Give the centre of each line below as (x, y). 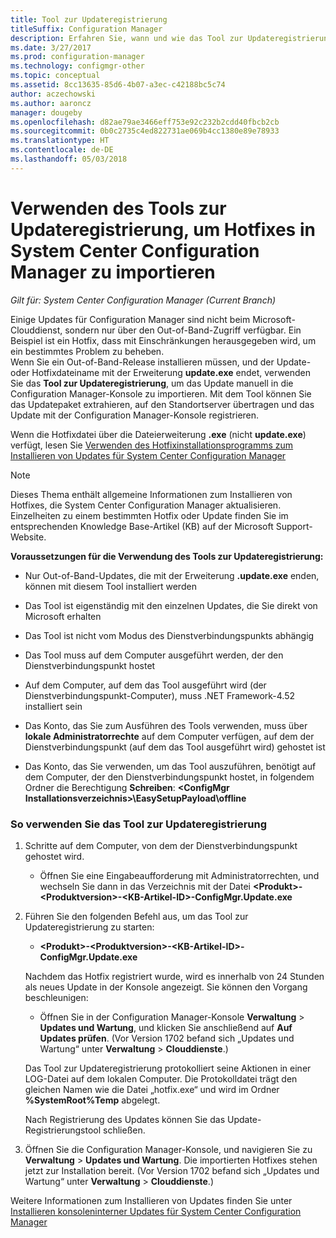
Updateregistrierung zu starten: (89, 927)
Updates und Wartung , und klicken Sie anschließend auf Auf (166, 1027)
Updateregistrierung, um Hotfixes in (163, 229)
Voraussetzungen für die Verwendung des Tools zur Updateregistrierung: (167, 556)
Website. (28, 537)
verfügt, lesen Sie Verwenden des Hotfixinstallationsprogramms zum (152, 445)
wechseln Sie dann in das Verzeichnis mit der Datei (145, 886)
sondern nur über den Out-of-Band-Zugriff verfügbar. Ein (183, 330)
